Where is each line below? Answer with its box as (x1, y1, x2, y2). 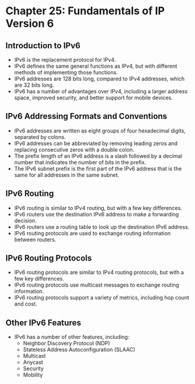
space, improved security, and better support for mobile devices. (14, 94, 173, 101)
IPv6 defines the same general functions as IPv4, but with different (14, 62, 177, 70)
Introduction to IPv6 (5, 40, 81, 51)
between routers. (14, 236, 57, 243)
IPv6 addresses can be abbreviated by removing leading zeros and (14, 140, 178, 147)
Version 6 (5, 17, 54, 30)
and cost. (14, 300, 37, 307)
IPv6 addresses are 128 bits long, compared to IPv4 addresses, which (14, 75, 185, 82)
